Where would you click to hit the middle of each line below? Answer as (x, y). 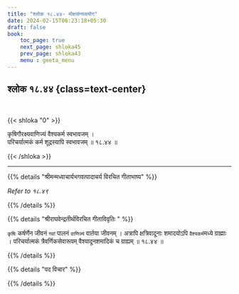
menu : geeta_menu (47, 61)
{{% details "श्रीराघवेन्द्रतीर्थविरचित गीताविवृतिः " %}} (70, 219)
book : (15, 34)
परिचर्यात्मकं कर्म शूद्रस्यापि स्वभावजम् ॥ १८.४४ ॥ (62, 142)
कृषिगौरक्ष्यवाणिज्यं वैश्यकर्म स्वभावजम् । (51, 134)
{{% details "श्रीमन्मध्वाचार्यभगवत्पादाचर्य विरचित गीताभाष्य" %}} (83, 177)
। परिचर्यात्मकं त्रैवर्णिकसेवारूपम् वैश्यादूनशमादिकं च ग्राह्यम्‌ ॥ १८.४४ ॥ (85, 241)
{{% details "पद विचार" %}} (44, 269)
